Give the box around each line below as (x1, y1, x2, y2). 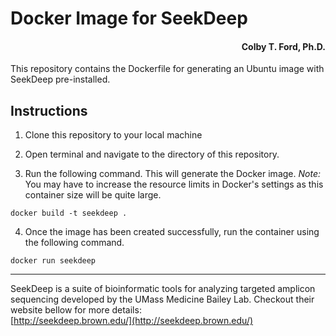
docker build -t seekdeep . (10, 208, 128, 219)
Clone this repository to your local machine (24, 129, 203, 141)
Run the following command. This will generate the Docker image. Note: (24, 168, 321, 180)
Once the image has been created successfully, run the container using (24, 226, 320, 238)
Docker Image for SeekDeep (10, 7, 248, 30)
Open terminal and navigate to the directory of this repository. (24, 148, 280, 161)
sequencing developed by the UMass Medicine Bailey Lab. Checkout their (10, 293, 315, 306)
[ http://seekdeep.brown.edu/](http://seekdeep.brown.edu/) (10, 315, 254, 327)
